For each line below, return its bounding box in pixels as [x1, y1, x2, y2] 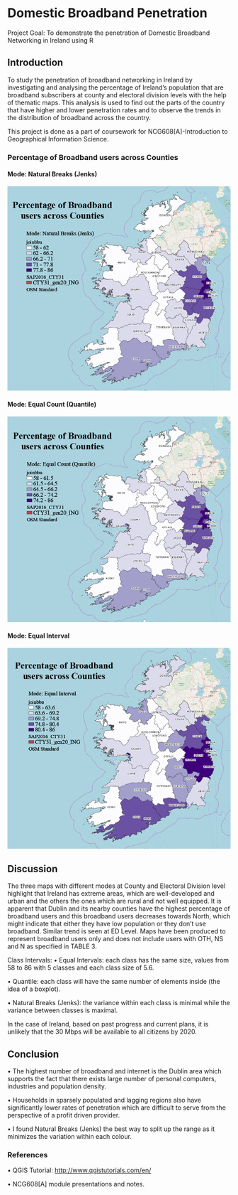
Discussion [7, 862, 58, 875]
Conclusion [7, 1048, 59, 1060]
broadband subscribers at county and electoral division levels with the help [7, 90, 227, 99]
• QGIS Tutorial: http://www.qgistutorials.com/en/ [7, 1166, 152, 1174]
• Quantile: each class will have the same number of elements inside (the [7, 977, 221, 986]
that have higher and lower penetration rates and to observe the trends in [7, 105, 221, 114]
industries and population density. [7, 1082, 106, 1090]
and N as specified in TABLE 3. [7, 942, 97, 950]
